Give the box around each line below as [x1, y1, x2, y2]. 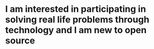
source [5, 35, 35, 47]
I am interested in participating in [5, 3, 146, 15]
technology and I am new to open [5, 25, 147, 36]
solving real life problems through [5, 14, 149, 25]
